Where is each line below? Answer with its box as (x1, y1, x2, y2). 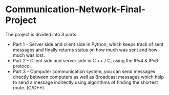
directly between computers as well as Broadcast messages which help (12, 74, 164, 80)
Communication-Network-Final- (5, 4, 146, 15)
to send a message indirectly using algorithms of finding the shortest (12, 79, 158, 85)
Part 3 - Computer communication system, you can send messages (12, 68, 155, 75)
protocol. (12, 63, 32, 69)
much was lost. (12, 52, 45, 58)
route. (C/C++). (12, 84, 46, 90)
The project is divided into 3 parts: (5, 31, 78, 37)
